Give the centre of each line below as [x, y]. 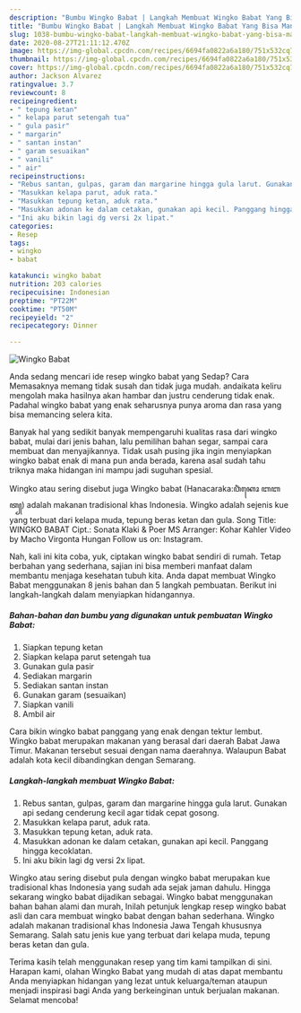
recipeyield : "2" [42, 318]
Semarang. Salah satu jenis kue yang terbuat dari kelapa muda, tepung [140, 935]
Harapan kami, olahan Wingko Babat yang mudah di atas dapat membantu [146, 972]
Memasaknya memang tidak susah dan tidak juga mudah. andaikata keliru [146, 386]
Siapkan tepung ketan [62, 648]
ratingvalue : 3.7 [42, 84]
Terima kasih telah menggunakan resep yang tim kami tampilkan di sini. [141, 962]
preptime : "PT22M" [43, 301]
